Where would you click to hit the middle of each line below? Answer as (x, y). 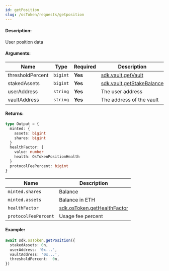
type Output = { (22, 124)
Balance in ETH (77, 199)
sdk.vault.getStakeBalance (132, 83)
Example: (15, 230)
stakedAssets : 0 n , (29, 245)
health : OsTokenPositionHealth (47, 157)
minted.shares (25, 191)
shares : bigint (30, 138)
